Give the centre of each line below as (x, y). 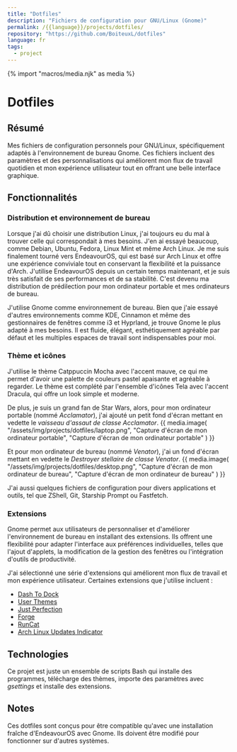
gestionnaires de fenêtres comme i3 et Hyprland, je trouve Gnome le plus (114, 322)
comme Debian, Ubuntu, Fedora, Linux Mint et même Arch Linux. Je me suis (118, 248)
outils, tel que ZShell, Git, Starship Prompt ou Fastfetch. (88, 495)
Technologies (38, 654)
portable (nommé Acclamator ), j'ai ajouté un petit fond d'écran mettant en (115, 415)
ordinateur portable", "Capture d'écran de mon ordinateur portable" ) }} (111, 437)
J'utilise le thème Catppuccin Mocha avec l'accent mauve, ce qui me (108, 371)
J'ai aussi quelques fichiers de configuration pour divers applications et (112, 488)
